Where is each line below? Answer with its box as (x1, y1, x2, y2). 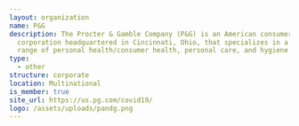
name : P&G (9, 21, 46, 30)
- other (17, 63, 46, 72)
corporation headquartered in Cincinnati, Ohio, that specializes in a (17, 37, 289, 47)
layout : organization (9, 12, 90, 22)
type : (9, 54, 29, 63)
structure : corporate (9, 71, 90, 80)
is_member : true (9, 87, 69, 96)
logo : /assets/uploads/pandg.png (9, 104, 133, 113)
